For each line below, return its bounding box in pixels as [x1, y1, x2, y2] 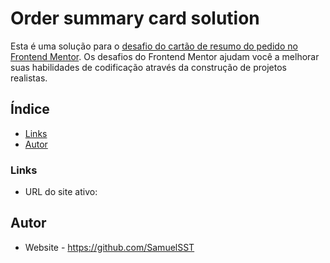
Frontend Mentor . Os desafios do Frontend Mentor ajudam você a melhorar [10, 50, 320, 62]
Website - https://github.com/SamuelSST [24, 241, 195, 253]
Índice [10, 101, 50, 118]
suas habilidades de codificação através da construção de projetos [10, 61, 287, 73]
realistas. [10, 72, 48, 84]
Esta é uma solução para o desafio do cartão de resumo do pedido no [10, 40, 298, 52]
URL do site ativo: [24, 186, 98, 198]
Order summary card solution [10, 7, 260, 30]
